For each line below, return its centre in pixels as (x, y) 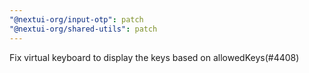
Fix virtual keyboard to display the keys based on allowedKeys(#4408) (154, 57)
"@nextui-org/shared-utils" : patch (83, 29)
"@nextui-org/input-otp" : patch (76, 19)
